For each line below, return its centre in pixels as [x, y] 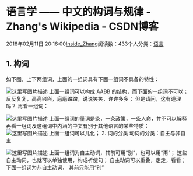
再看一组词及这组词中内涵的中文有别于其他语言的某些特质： [78, 125]
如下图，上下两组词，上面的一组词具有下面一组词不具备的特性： [83, 79]
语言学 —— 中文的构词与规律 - [78, 12]
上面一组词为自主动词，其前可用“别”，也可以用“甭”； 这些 [118, 153]
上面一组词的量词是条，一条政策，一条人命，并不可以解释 [118, 118]
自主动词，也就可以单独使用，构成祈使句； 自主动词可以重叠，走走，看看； [96, 160]
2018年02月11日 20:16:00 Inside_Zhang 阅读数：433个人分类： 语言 [85, 44]
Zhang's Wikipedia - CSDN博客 [83, 27]
